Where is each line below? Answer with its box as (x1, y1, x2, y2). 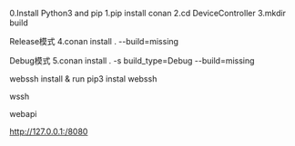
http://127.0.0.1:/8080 (9, 126, 88, 137)
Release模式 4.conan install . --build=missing (9, 36, 179, 46)
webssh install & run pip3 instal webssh (9, 73, 158, 84)
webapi (9, 109, 37, 119)
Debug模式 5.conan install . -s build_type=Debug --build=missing (9, 55, 255, 66)
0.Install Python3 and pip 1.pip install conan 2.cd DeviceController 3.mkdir (9, 8, 287, 18)
